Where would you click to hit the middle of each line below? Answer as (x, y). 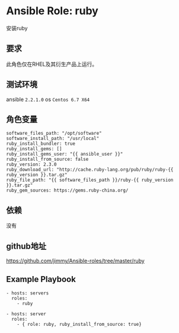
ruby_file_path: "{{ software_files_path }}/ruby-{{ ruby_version (90, 180)
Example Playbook (41, 279)
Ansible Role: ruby (52, 11)
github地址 (26, 246)
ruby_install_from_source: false (47, 159)
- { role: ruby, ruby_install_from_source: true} (79, 324)
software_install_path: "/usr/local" (53, 139)
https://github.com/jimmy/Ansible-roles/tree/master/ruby (76, 261)
